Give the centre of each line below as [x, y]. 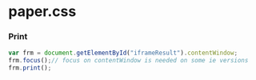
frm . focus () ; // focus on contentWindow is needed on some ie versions [128, 61]
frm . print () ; [30, 68]
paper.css [42, 12]
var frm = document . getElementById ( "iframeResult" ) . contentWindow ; [123, 53]
